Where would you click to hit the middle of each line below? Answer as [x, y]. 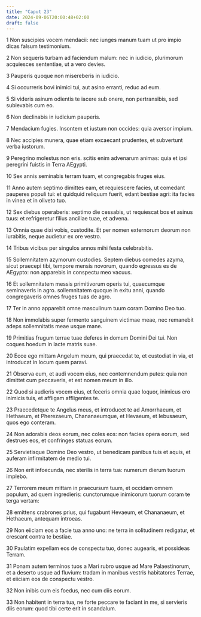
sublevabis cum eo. [30, 105]
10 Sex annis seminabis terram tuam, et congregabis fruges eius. [86, 176]
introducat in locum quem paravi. [47, 362]
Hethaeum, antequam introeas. [44, 519]
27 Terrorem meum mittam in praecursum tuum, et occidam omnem [90, 488]
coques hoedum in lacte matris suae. [52, 344]
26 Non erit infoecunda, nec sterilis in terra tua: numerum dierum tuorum [96, 470]
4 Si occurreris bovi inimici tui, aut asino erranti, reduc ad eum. [83, 87]
